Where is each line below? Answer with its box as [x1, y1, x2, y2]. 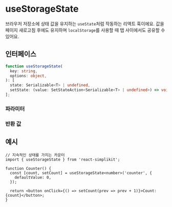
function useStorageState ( [5, 63, 63, 69]
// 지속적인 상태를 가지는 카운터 [5, 152, 65, 157]
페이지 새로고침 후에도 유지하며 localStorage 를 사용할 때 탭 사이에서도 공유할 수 [5, 27, 165, 33]
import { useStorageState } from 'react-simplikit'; [5, 157, 120, 162]
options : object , [10, 73, 47, 78]
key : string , [10, 68, 38, 74]
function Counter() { [5, 166, 52, 171]
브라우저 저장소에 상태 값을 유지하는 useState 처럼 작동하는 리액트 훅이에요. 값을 [5, 20, 165, 27]
